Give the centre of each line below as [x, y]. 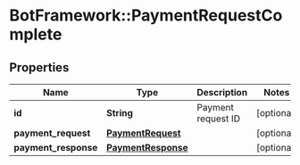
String [120, 113]
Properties [39, 67]
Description [222, 92]
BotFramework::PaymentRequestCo [146, 16]
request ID [218, 119]
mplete [36, 34]
